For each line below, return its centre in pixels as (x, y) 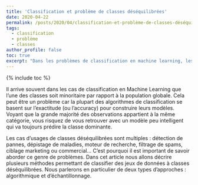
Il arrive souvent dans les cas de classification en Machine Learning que (94, 89)
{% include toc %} (29, 78)
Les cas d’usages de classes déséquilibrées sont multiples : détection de (95, 138)
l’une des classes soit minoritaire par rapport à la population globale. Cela (95, 95)
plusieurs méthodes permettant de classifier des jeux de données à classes (98, 163)
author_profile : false (34, 50)
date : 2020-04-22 (27, 17)
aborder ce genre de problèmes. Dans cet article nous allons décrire (89, 157)
